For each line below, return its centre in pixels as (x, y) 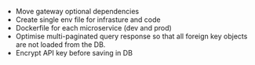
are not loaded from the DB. (60, 45)
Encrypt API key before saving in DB (74, 53)
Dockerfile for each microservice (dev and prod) (94, 28)
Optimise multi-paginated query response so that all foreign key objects (131, 36)
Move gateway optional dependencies (77, 11)
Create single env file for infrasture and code (88, 20)
